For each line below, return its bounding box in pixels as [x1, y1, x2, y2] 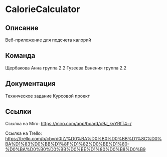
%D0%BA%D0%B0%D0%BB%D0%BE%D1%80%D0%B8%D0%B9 [5, 146, 146, 152]
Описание [5, 24, 39, 32]
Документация [5, 80, 56, 88]
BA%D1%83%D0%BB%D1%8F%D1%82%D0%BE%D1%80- [5, 141, 130, 147]
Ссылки [5, 107, 32, 116]
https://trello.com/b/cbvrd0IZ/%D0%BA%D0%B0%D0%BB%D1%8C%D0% [5, 136, 162, 142]
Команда [5, 51, 36, 60]
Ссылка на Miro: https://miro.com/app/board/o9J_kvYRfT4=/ [5, 121, 132, 127]
